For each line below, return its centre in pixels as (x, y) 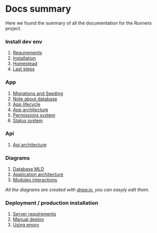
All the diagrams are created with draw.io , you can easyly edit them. (77, 190)
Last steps (24, 69)
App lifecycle (27, 104)
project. (14, 28)
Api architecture (30, 145)
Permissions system (34, 115)
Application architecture (38, 174)
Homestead (25, 64)
